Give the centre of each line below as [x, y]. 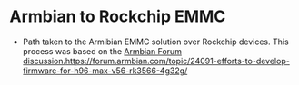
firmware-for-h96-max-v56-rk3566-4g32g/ [105, 71]
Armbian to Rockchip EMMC [118, 17]
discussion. [44, 61]
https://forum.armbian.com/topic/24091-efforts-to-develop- [178, 61]
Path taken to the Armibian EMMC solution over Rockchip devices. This [155, 42]
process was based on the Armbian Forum [102, 51]
